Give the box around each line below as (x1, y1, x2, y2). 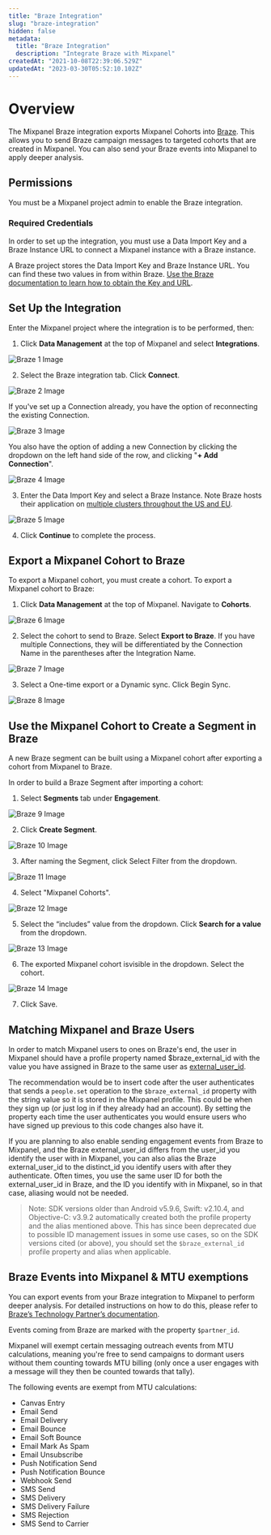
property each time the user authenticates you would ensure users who (8, 1112, 247, 1122)
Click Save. (19, 999, 58, 1009)
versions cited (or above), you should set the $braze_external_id (28, 1239, 245, 1248)
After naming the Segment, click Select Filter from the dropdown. (19, 856, 237, 866)
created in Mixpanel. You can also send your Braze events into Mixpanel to (8, 144, 257, 153)
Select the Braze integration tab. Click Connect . (19, 370, 180, 380)
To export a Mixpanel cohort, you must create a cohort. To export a (8, 576, 232, 585)
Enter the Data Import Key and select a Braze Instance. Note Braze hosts (19, 490, 262, 500)
